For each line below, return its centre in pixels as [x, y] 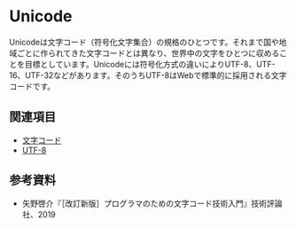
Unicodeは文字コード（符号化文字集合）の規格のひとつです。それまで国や [144, 42]
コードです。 [32, 86]
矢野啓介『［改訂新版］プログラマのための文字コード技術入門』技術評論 [152, 203]
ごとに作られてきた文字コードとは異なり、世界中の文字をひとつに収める [148, 53]
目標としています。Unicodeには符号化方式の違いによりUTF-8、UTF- [150, 64]
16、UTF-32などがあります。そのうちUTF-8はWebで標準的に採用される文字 [148, 75]
